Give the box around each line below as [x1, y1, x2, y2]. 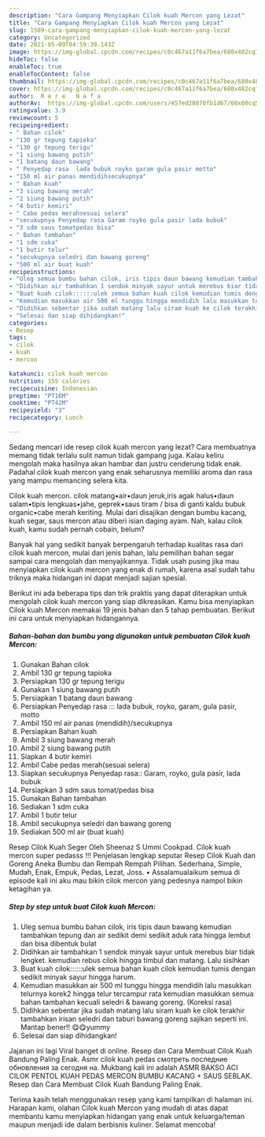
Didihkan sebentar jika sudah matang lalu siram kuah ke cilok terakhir [20, 1006, 245, 1015]
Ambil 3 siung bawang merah [20, 735, 116, 744]
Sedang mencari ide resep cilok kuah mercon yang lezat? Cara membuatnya [9, 442, 256, 451]
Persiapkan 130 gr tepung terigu [20, 676, 125, 686]
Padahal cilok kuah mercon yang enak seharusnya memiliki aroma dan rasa [9, 467, 252, 476]
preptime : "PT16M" [9, 391, 69, 400]
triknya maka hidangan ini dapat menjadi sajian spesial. [9, 572, 188, 583]
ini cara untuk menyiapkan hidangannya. [9, 613, 140, 623]
